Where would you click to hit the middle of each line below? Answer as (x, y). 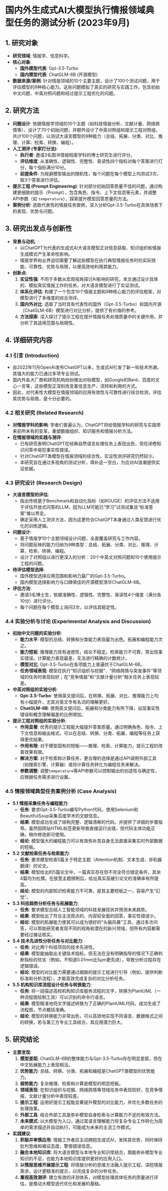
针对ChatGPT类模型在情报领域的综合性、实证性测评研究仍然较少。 (88, 456)
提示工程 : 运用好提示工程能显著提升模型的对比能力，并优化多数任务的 (91, 1102)
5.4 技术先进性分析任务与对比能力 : (48, 941)
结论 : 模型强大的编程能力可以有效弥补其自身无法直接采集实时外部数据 (91, 841)
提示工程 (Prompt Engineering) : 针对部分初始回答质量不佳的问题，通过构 (87, 186)
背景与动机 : (24, 241)
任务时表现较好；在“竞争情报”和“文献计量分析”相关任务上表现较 (94, 677)
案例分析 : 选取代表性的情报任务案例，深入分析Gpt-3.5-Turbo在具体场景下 (87, 205)
